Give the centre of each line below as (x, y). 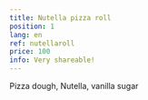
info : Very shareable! (52, 60)
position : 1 (32, 26)
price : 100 (30, 52)
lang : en (26, 35)
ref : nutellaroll (42, 43)
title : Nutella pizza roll (60, 18)
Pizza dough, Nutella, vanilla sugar (74, 86)
